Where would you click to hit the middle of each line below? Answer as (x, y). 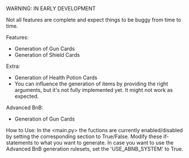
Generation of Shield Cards (47, 55)
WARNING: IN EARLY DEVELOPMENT (51, 8)
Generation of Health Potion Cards (56, 78)
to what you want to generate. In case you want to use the (104, 142)
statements (20, 142)
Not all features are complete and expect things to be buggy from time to (94, 20)
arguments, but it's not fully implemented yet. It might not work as (94, 90)
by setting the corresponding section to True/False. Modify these (84, 136)
